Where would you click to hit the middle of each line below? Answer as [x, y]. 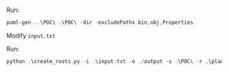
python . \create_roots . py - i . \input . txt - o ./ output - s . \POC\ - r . [108, 61]
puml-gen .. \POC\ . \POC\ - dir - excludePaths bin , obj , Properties [100, 23]
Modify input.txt [31, 35]
